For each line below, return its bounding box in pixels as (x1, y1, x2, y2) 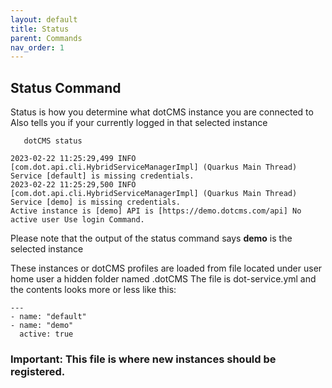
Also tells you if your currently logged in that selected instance (10, 117, 268, 129)
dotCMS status (23, 136, 83, 146)
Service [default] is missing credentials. (10, 171, 195, 181)
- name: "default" (10, 312, 87, 322)
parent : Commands (10, 33, 83, 43)
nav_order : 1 (10, 42, 65, 53)
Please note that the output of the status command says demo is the (10, 232, 293, 245)
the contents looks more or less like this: (10, 284, 177, 296)
